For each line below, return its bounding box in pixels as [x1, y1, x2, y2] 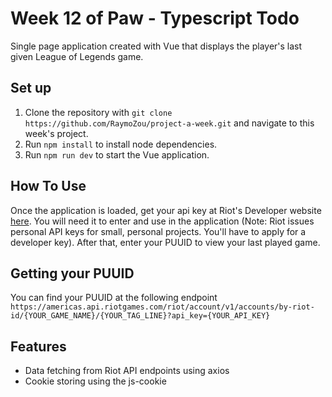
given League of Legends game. [10, 50, 144, 62]
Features [10, 338, 67, 355]
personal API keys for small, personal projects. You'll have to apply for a [10, 225, 307, 237]
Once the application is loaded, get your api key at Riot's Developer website [10, 204, 322, 216]
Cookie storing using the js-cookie [24, 375, 167, 387]
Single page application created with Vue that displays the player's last [10, 40, 303, 52]
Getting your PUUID [10, 265, 135, 282]
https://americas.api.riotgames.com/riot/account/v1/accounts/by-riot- [10, 302, 315, 312]
